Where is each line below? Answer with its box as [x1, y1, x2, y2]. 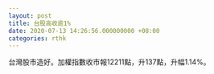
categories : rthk [8, 34, 67, 43]
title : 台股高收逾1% [8, 19, 71, 27]
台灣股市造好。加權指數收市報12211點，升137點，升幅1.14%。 [8, 57, 211, 67]
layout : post [8, 11, 52, 20]
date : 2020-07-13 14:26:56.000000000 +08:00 [8, 27, 160, 35]
